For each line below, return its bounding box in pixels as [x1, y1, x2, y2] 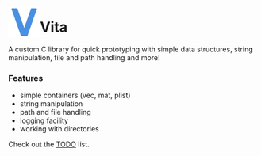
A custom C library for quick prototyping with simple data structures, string [8, 44, 253, 54]
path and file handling [19, 108, 91, 117]
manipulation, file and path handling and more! [8, 52, 160, 62]
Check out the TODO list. [8, 139, 90, 149]
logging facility [19, 116, 69, 125]
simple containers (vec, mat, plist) [19, 90, 131, 101]
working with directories [19, 124, 99, 134]
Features [8, 72, 44, 83]
